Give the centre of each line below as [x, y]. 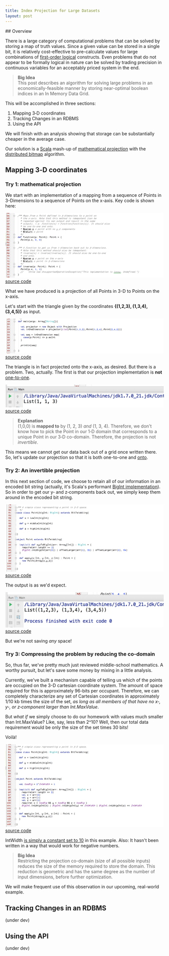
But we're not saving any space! [38, 641]
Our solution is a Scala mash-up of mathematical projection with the [75, 148]
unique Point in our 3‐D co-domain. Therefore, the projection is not [87, 437]
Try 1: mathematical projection [43, 184]
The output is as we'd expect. [36, 585]
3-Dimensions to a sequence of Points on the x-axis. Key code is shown [80, 201]
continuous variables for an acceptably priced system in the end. [72, 68]
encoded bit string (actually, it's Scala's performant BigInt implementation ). [83, 487]
